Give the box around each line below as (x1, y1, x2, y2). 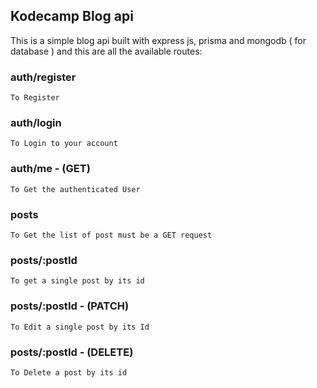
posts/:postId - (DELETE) (10, 345, 134, 359)
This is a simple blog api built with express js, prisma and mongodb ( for (10, 34, 307, 46)
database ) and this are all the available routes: (10, 45, 203, 57)
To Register (10, 93, 60, 103)
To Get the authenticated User (10, 184, 141, 194)
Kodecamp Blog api (10, 8, 134, 25)
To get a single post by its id (10, 276, 145, 286)
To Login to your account (10, 139, 118, 149)
